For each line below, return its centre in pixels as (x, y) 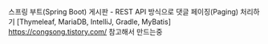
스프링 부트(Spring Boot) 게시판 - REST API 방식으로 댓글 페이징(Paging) (124, 12)
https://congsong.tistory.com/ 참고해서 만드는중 (85, 32)
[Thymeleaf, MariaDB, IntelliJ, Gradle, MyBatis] (93, 22)
